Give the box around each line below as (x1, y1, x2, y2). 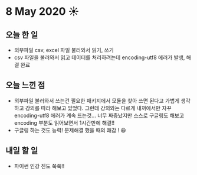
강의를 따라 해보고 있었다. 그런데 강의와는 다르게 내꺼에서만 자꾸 (25, 104, 172, 111)
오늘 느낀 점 (5, 80, 45, 90)
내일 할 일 (5, 145, 38, 155)
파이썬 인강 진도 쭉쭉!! (14, 162, 65, 170)
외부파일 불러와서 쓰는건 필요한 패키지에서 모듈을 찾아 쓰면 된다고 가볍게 (14, 97, 180, 104)
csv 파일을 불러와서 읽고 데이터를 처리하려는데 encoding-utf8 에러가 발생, (14, 54, 185, 61)
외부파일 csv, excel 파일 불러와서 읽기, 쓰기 (14, 47, 114, 53)
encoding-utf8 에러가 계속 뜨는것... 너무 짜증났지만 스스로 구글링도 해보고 (14, 112, 184, 119)
